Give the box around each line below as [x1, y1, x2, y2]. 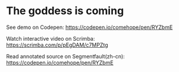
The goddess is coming [6, 4, 124, 18]
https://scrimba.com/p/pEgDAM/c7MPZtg [6, 41, 108, 48]
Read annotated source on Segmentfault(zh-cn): [6, 53, 125, 60]
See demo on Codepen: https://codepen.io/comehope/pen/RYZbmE [6, 24, 173, 31]
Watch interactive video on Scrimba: [6, 35, 95, 42]
